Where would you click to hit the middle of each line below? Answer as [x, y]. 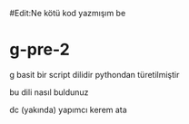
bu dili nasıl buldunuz [49, 92]
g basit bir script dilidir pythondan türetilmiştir [94, 74]
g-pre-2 [40, 50]
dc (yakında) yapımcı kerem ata [68, 110]
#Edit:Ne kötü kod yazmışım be [68, 13]
